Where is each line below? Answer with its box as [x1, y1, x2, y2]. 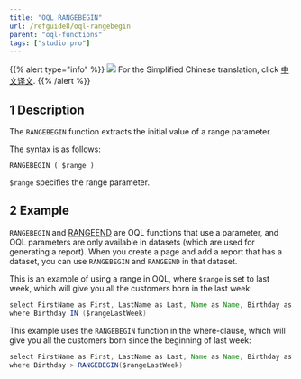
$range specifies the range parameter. [9, 177, 150, 188]
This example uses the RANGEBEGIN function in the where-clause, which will [9, 325, 286, 336]
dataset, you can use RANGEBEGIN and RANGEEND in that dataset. [9, 255, 238, 266]
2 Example [9, 203, 69, 218]
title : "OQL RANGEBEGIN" [9, 13, 103, 23]
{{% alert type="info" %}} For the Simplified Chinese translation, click [9, 64, 279, 75]
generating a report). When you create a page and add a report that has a [9, 245, 282, 257]
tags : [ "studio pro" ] [9, 38, 91, 48]
